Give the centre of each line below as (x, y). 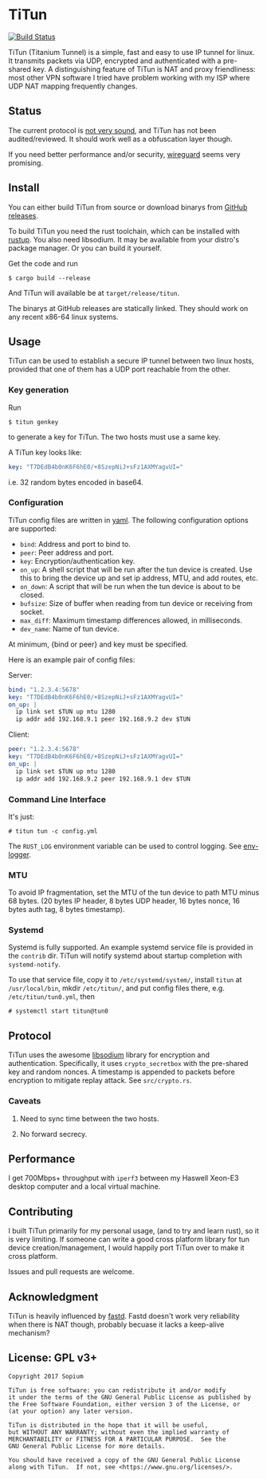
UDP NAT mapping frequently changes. (73, 86)
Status (25, 111)
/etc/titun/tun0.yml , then (52, 997)
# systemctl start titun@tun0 (59, 1011)
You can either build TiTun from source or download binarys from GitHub (128, 207)
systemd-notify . (35, 964)
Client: (19, 734)
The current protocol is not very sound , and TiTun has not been (112, 130)
